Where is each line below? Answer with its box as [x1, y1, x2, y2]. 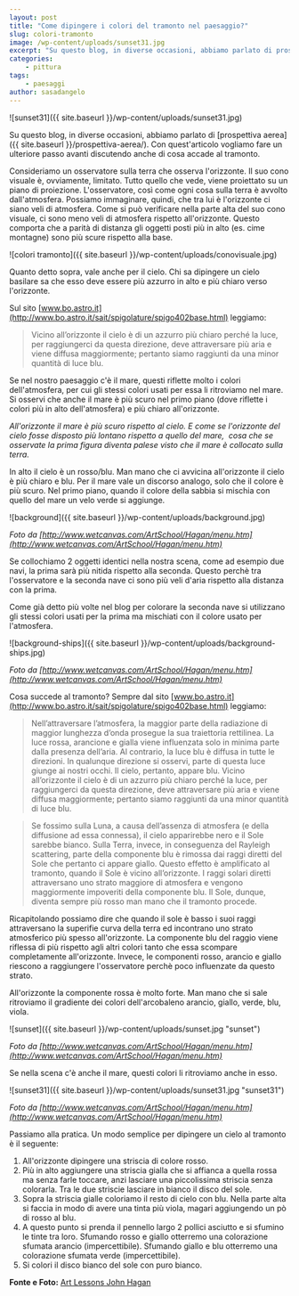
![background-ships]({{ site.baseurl [9, 638, 140, 648]
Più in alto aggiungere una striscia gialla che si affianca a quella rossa [21, 1164, 278, 1176]
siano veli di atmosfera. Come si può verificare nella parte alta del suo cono [9, 203, 286, 214]
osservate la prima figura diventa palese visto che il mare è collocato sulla [9, 439, 283, 450]
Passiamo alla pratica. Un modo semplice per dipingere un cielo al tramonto [9, 1129, 287, 1139]
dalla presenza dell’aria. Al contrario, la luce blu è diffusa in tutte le [30, 746, 275, 757]
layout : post [9, 12, 58, 22]
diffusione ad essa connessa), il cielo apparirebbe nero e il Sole [30, 829, 264, 840]
